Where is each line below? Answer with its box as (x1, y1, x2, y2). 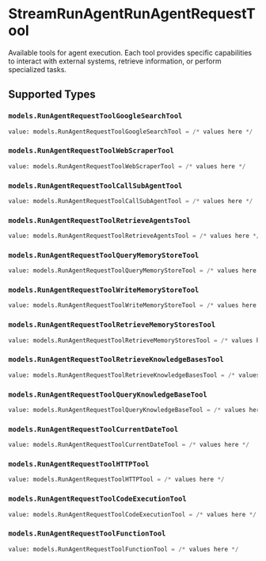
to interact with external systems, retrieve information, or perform (8, 56, 222, 66)
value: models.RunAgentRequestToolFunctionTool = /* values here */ (8, 545, 239, 553)
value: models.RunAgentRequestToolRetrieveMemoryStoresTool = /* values (8, 336, 253, 344)
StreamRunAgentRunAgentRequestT (8, 5, 256, 23)
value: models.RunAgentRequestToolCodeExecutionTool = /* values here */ (8, 510, 257, 518)
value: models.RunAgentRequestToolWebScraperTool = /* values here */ (8, 162, 246, 171)
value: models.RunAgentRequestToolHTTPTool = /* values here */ (8, 475, 225, 484)
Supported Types (8, 88, 97, 102)
